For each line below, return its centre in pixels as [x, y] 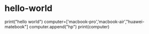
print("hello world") [24, 22]
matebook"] [17, 26]
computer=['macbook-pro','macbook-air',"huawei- [94, 22]
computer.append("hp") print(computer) [69, 26]
